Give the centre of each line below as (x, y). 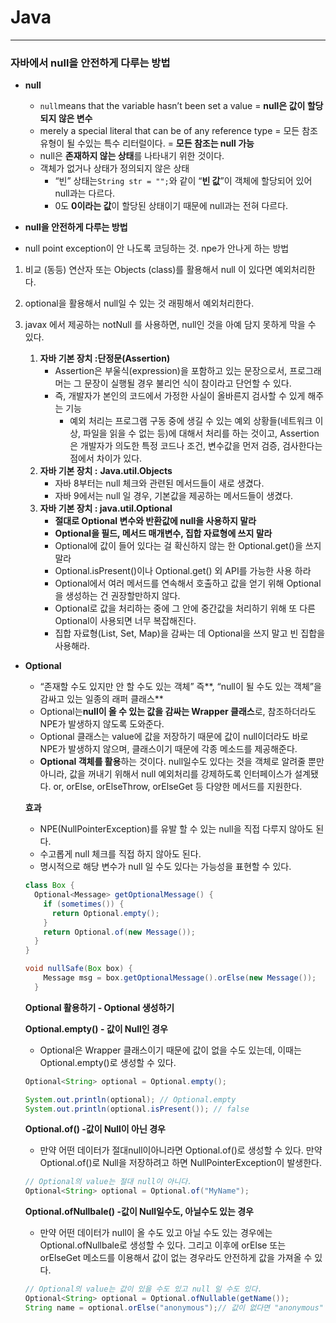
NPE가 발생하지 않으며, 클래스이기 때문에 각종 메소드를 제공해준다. (168, 749)
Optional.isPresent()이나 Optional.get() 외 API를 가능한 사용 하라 (183, 571)
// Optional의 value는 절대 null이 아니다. (108, 1182)
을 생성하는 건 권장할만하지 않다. (117, 596)
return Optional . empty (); (105, 913)
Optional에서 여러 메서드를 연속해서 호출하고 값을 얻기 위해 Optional (188, 583)
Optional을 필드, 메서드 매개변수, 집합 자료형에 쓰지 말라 (163, 533)
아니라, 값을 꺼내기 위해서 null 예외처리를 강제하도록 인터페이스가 (166, 774)
